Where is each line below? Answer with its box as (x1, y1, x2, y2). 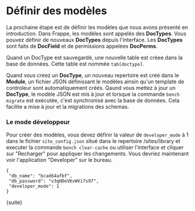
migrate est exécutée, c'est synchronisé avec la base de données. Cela (6, 96, 180, 104)
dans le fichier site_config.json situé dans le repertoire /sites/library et (6, 138, 181, 145)
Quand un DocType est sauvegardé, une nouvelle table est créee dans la (6, 54, 183, 61)
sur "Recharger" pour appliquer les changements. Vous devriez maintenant (6, 150, 189, 157)
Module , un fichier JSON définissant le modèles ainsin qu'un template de (6, 78, 184, 85)
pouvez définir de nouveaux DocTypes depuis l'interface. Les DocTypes (6, 36, 183, 43)
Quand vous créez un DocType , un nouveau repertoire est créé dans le (6, 72, 179, 79)
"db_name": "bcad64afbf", (8, 173, 73, 179)
